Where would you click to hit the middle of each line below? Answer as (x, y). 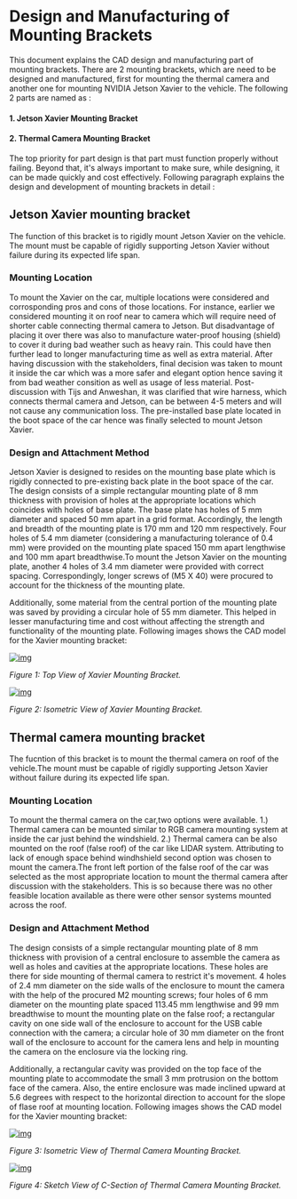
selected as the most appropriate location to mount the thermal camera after (148, 877)
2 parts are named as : (50, 97)
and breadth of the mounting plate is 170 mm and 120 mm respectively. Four (148, 529)
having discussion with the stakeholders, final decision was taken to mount (146, 363)
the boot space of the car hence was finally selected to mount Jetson (136, 420)
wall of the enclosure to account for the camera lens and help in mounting (144, 1042)
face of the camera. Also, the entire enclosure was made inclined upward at (147, 1088)
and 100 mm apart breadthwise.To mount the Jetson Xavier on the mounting (148, 557)
